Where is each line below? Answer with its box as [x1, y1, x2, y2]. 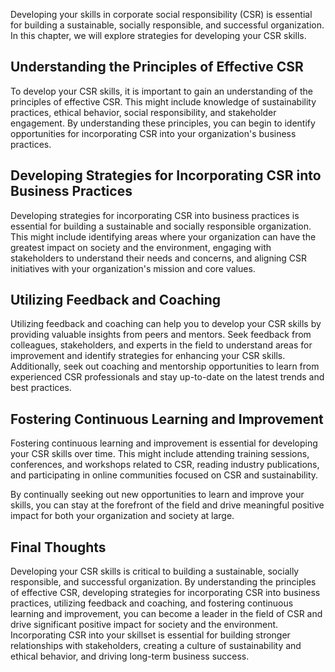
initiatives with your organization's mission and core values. [10, 262, 256, 274]
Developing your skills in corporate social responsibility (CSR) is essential [10, 9, 313, 20]
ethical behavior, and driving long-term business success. [10, 650, 250, 663]
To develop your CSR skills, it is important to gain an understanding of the [10, 85, 313, 97]
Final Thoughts [10, 539, 107, 556]
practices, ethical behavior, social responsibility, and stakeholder [10, 106, 277, 118]
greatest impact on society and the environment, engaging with [10, 241, 272, 253]
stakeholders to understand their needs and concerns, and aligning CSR [10, 252, 308, 264]
